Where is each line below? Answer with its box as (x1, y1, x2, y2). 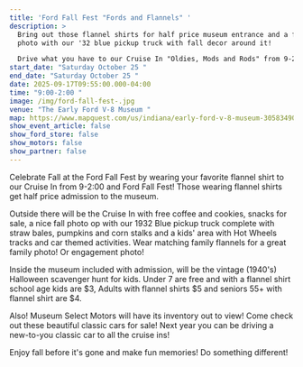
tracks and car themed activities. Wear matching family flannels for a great (9, 236, 287, 248)
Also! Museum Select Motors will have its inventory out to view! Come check (9, 310, 294, 321)
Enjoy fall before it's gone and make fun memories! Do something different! (9, 346, 289, 357)
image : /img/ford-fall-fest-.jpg (9, 96, 135, 106)
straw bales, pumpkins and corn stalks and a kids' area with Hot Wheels (9, 227, 278, 238)
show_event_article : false (9, 122, 111, 131)
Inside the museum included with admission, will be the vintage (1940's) (9, 263, 278, 275)
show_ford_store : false (9, 130, 99, 140)
